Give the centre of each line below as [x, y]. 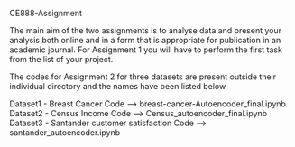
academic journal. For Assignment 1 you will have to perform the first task [146, 50]
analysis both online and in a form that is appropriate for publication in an [145, 40]
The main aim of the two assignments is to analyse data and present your [146, 30]
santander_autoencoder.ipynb [65, 133]
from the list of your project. [61, 59]
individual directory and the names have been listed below [118, 86]
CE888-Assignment [46, 13]
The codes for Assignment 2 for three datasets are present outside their [143, 77]
